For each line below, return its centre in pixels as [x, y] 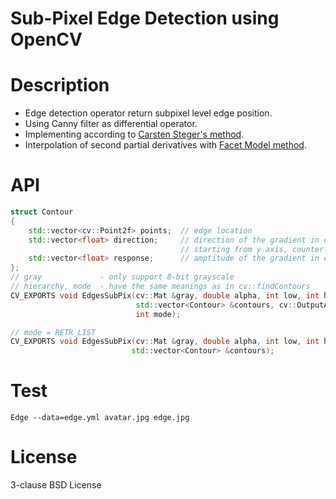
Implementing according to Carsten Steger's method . [134, 134]
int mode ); [158, 314]
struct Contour [42, 212]
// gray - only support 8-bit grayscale [122, 277]
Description [60, 85]
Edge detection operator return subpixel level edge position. [148, 113]
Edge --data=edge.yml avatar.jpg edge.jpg [100, 418]
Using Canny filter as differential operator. [111, 124]
